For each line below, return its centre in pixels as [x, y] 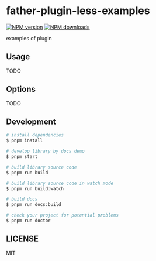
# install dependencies [35, 135]
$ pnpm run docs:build [34, 205]
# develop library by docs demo [45, 151]
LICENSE [22, 239]
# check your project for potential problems [62, 215]
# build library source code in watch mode [60, 183]
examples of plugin [29, 38]
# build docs [22, 199]
